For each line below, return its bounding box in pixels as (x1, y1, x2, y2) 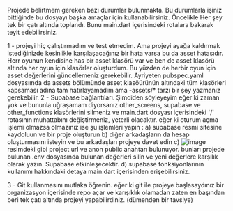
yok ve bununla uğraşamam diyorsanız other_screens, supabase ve (7, 101, 201, 109)
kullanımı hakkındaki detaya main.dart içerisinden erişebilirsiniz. (7, 167, 190, 175)
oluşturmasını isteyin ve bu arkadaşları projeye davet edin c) (7, 138, 180, 146)
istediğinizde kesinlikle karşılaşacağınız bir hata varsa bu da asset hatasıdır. (7, 49, 224, 57)
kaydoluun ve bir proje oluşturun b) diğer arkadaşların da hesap (7, 130, 190, 139)
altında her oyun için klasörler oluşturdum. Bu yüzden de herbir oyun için (7, 64, 216, 72)
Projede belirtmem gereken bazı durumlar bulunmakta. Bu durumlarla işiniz (7, 6, 222, 14)
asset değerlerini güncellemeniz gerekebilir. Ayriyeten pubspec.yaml (7, 71, 204, 79)
